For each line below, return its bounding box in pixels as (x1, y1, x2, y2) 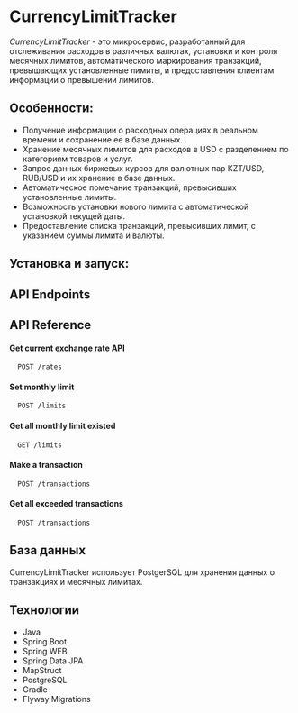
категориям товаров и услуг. (22, 153, 133, 164)
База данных (9, 543, 86, 558)
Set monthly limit (9, 381, 75, 392)
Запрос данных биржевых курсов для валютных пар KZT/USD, (22, 162, 265, 173)
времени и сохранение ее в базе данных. (22, 133, 183, 145)
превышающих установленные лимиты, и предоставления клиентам (9, 65, 275, 76)
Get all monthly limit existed (9, 420, 116, 431)
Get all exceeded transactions (9, 498, 124, 509)
